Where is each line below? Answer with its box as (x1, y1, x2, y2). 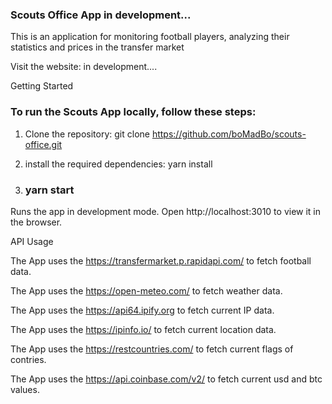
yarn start (24, 183, 75, 197)
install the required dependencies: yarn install (24, 158, 213, 170)
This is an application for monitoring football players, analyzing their (10, 31, 290, 43)
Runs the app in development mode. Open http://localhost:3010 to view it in (10, 205, 322, 217)
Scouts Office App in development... (10, 8, 192, 22)
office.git (24, 138, 63, 150)
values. (10, 383, 40, 395)
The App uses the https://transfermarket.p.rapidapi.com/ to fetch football (10, 254, 312, 267)
